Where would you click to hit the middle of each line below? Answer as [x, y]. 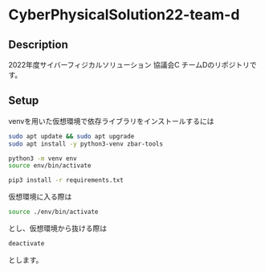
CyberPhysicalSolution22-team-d [124, 15]
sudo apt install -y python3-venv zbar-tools [86, 144]
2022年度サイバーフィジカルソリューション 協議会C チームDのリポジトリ [129, 65]
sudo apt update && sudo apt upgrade [71, 136]
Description [38, 45]
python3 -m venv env [43, 159]
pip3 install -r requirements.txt [66, 180]
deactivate [26, 244]
